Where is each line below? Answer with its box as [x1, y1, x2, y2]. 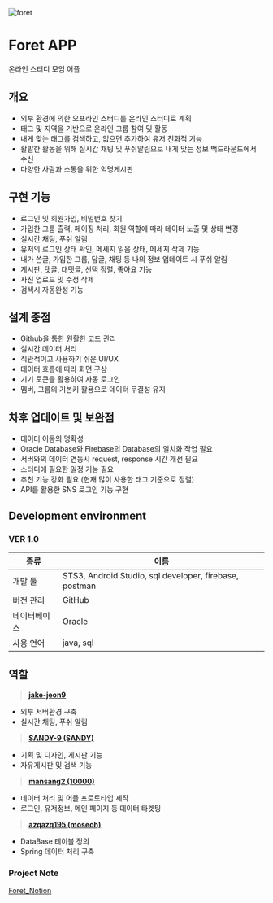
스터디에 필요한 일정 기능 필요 [19, 465, 114, 474]
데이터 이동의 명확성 [19, 434, 84, 443]
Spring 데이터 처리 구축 [19, 846, 95, 856]
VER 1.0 [8, 533, 39, 544]
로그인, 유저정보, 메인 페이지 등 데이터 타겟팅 [19, 803, 162, 813]
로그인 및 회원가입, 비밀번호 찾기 [19, 213, 123, 223]
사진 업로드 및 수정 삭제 [19, 274, 95, 284]
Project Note [8, 867, 59, 879]
